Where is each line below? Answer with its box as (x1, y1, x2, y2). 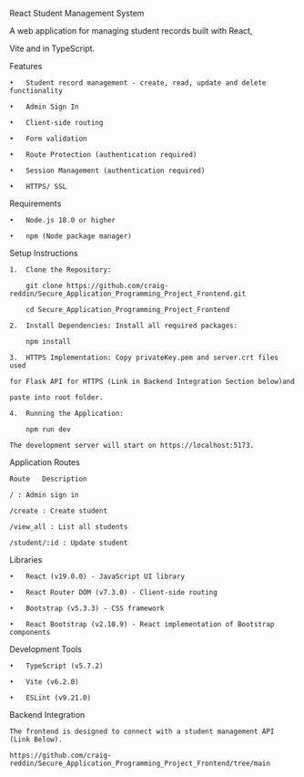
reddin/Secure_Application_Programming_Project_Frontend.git (9, 289, 247, 298)
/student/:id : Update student (9, 538, 128, 547)
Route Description (9, 474, 88, 483)
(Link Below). (9, 735, 64, 744)
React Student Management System (9, 8, 145, 18)
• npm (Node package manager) (9, 232, 132, 241)
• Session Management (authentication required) (9, 166, 206, 175)
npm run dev (25, 425, 71, 434)
